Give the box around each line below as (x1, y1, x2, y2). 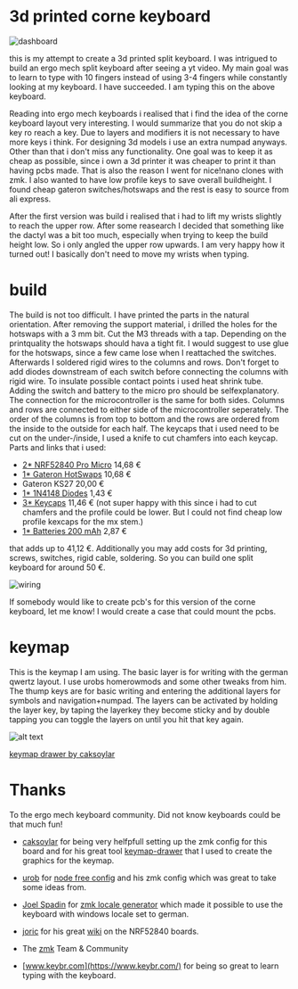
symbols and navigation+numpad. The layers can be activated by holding (9, 695, 278, 705)
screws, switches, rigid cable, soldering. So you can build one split (9, 552, 254, 563)
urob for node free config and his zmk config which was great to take (21, 872, 278, 883)
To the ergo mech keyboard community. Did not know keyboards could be (9, 809, 281, 820)
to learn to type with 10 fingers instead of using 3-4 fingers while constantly (9, 71, 287, 82)
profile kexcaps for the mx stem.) (21, 515, 144, 527)
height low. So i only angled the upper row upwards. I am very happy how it (9, 239, 286, 250)
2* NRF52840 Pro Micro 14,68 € (21, 459, 141, 470)
